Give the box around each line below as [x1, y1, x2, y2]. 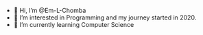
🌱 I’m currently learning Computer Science [13, 21, 134, 28]
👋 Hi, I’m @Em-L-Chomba [13, 7, 86, 14]
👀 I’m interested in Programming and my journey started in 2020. [13, 13, 197, 22]
